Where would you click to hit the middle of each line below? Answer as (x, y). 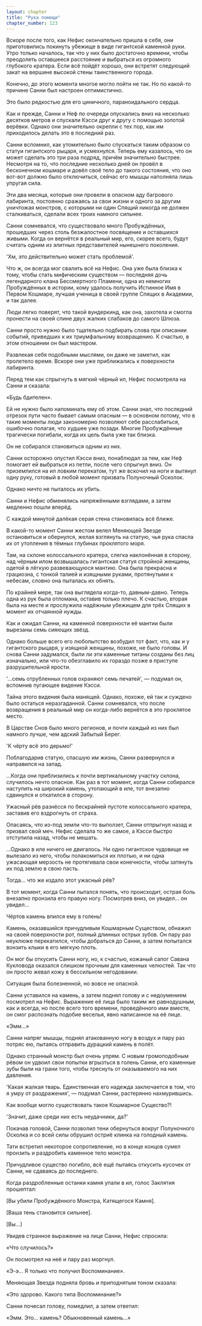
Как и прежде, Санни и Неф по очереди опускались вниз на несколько (98, 114)
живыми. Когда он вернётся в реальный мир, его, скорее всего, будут (97, 238)
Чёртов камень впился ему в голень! (54, 916)
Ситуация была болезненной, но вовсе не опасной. (73, 984)
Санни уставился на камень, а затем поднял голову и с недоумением (96, 995)
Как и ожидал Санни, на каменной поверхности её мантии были (90, 623)
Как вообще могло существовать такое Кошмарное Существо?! (89, 1105)
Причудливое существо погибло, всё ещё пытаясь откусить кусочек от (99, 1165)
